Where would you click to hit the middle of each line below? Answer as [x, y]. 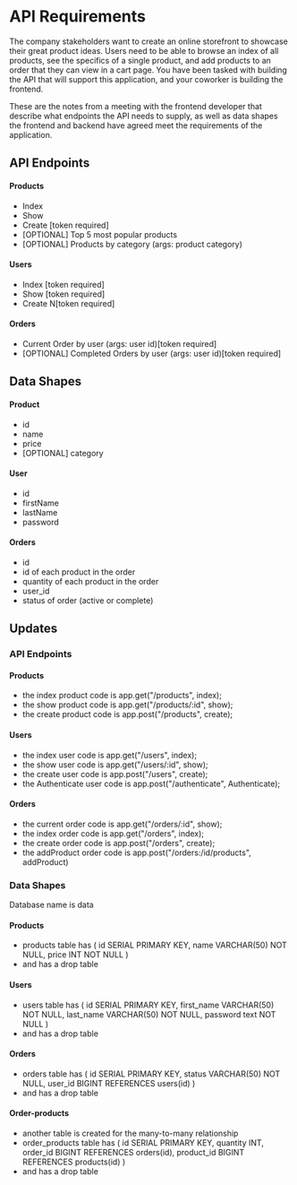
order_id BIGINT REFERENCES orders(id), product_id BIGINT [133, 1152]
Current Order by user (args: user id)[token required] [119, 343]
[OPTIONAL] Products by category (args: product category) [132, 244]
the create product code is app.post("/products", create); [127, 714]
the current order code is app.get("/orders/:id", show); [122, 824]
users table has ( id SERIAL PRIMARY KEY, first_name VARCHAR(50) [148, 1005]
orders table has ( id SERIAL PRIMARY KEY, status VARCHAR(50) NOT [151, 1074]
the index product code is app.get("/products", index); [122, 696]
